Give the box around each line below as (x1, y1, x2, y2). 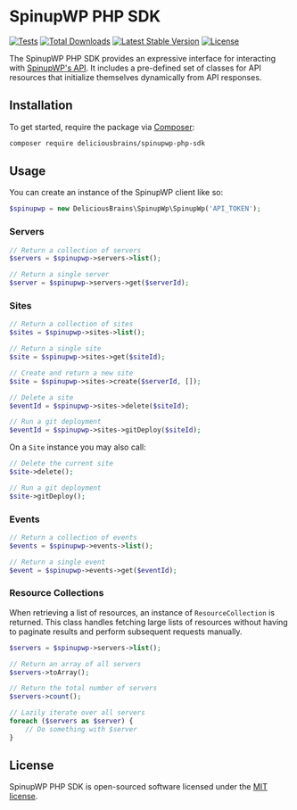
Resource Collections (9, 587, 104, 599)
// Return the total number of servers (9, 684, 158, 693)
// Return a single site (9, 344, 102, 353)
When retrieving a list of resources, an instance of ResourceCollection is (9, 607, 275, 617)
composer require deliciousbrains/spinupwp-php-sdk (9, 138, 205, 148)
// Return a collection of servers (9, 245, 142, 255)
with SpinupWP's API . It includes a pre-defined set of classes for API (9, 62, 261, 73)
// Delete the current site (9, 459, 114, 468)
